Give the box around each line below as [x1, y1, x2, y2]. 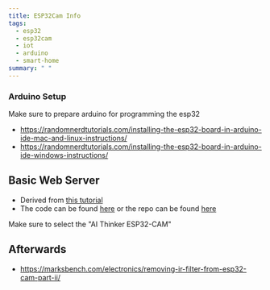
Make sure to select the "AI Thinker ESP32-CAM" [8, 219, 172, 229]
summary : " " [8, 64, 52, 72]
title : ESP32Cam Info [8, 11, 81, 20]
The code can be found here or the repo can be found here [19, 203, 217, 213]
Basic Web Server [8, 174, 100, 188]
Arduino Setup [8, 90, 67, 101]
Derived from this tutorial [19, 195, 103, 205]
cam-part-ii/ [19, 272, 61, 282]
